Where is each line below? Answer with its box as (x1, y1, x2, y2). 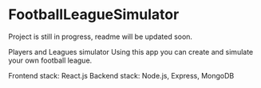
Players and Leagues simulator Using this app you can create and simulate (8, 47, 254, 56)
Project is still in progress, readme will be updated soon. (8, 32, 193, 41)
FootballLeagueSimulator (8, 6, 180, 24)
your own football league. (8, 55, 93, 65)
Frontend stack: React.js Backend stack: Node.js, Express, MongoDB (8, 71, 235, 80)
